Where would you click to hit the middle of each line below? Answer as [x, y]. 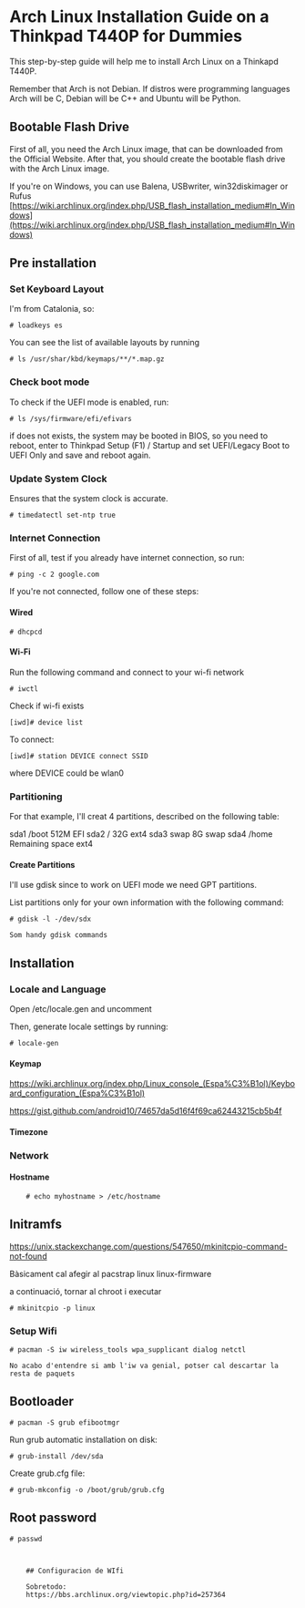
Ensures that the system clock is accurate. [89, 499]
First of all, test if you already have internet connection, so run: [127, 558]
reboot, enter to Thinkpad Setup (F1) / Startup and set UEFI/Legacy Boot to [149, 445]
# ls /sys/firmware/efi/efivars [71, 418]
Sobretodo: [46, 1587]
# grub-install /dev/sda [56, 1456]
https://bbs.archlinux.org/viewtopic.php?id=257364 [126, 1594]
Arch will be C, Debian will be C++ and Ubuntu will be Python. [125, 98]
